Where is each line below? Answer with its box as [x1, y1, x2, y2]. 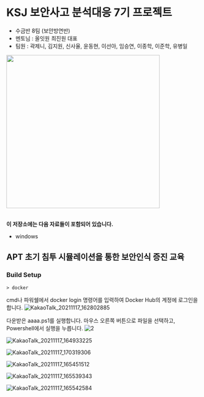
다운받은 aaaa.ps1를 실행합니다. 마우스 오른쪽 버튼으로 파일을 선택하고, [6, 317, 176, 324]
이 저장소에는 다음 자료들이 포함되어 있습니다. [6, 220, 113, 227]
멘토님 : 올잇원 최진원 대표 [15, 34, 78, 42]
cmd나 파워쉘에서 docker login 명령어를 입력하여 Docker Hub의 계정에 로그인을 [6, 296, 198, 303]
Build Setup [6, 271, 42, 279]
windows [15, 232, 39, 240]
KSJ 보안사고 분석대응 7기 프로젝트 [6, 6, 173, 20]
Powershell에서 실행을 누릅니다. [6, 324, 84, 331]
